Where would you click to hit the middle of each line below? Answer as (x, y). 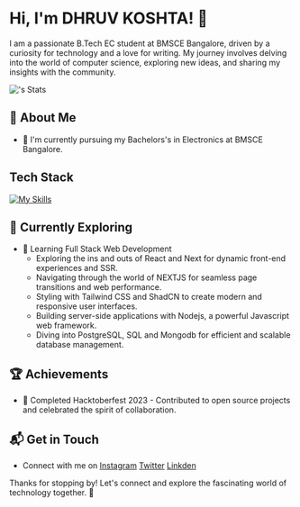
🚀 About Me (43, 118)
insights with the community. (63, 72)
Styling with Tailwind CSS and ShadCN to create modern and (149, 297)
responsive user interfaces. (86, 306)
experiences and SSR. (77, 268)
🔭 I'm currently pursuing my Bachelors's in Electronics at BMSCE (142, 140)
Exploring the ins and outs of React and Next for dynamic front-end (161, 258)
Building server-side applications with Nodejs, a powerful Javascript (163, 316)
